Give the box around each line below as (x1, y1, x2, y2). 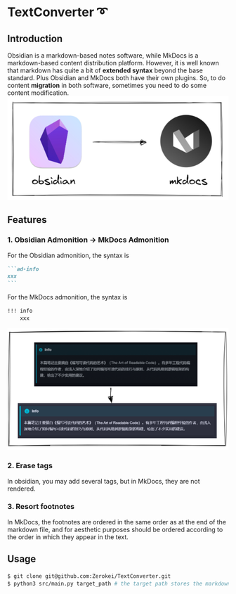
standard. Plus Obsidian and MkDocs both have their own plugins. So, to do (7, 74, 226, 82)
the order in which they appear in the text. (7, 532, 129, 541)
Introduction (7, 32, 63, 44)
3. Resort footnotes (7, 502, 75, 512)
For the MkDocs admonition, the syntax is (7, 293, 128, 302)
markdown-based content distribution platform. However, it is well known (7, 59, 219, 67)
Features (7, 214, 47, 226)
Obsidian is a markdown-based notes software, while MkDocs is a (7, 51, 199, 60)
